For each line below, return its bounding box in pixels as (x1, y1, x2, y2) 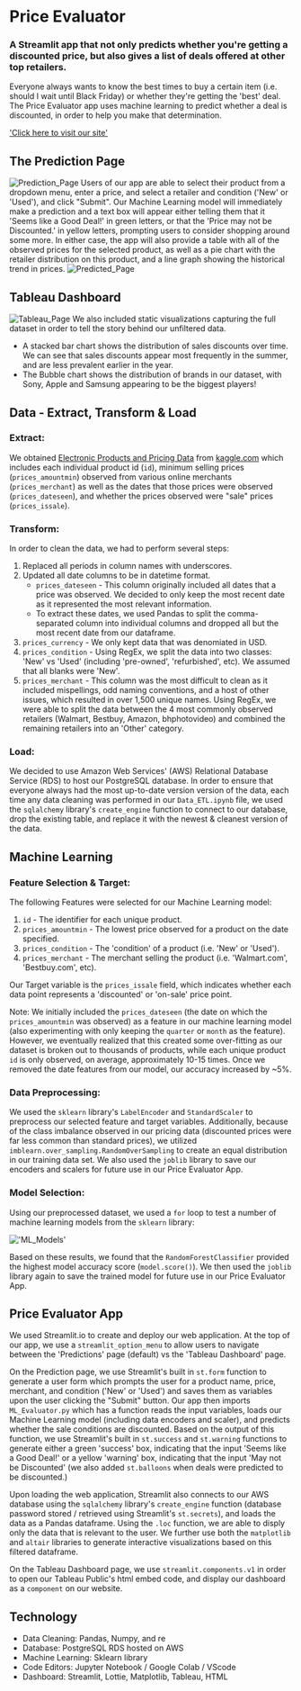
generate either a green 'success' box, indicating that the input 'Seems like (9, 1443, 287, 1454)
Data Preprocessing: (9, 1086, 102, 1099)
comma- (227, 608, 259, 619)
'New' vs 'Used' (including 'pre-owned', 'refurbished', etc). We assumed (22, 656, 290, 667)
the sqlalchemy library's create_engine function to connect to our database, (9, 804, 288, 815)
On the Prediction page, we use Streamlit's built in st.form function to (9, 1366, 267, 1378)
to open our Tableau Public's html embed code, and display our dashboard (9, 1573, 286, 1585)
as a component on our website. (9, 1583, 123, 1594)
